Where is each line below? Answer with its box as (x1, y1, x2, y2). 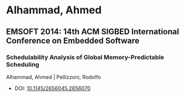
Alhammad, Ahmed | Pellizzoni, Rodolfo (6, 73, 101, 80)
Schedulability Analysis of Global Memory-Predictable (6, 53, 165, 61)
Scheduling (6, 60, 40, 69)
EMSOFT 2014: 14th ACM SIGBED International (6, 27, 180, 37)
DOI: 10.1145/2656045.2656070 (14, 85, 91, 92)
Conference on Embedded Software (6, 35, 139, 45)
